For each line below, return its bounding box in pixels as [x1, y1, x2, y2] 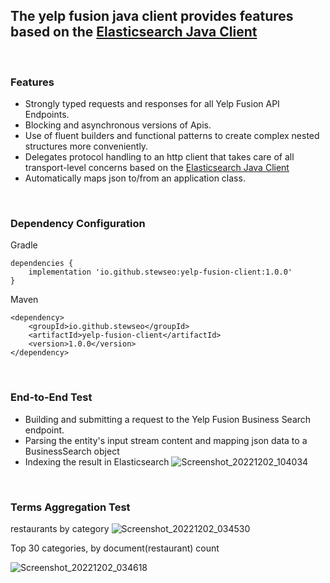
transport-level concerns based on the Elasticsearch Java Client [24, 162, 290, 174]
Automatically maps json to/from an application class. [24, 172, 246, 184]
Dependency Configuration [10, 217, 146, 231]
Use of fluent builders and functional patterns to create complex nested [24, 130, 320, 142]
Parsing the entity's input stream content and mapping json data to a [24, 434, 308, 446]
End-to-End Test [10, 390, 93, 404]
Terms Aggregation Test [10, 500, 131, 514]
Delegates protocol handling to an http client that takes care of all [24, 151, 295, 163]
